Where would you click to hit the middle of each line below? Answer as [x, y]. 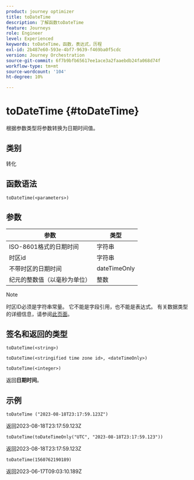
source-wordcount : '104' [36, 72]
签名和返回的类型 [37, 334]
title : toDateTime [28, 17]
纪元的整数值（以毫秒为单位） [50, 279]
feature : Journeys [28, 28]
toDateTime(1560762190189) [39, 460]
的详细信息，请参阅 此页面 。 [39, 314]
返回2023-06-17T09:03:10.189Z [44, 471]
